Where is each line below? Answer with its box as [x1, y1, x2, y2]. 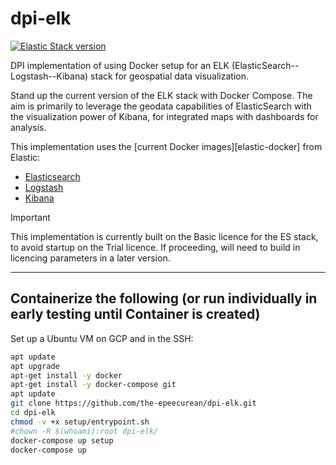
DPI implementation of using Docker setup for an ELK [10, 59, 230, 71]
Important [10, 211, 51, 223]
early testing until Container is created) [10, 306, 261, 323]
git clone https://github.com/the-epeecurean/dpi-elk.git [10, 398, 257, 409]
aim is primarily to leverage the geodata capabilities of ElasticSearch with [10, 100, 312, 112]
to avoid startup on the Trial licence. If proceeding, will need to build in [10, 241, 301, 253]
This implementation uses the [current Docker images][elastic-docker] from [10, 140, 323, 152]
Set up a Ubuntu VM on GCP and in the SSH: [10, 332, 194, 344]
